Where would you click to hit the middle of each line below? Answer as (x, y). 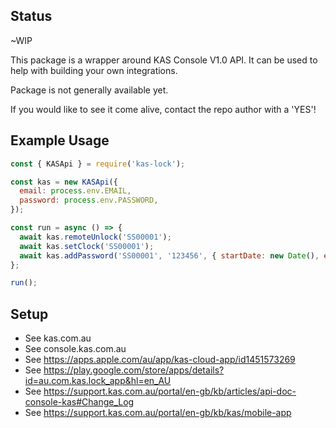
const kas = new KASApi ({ (64, 182)
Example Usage (60, 140)
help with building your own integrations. (94, 70)
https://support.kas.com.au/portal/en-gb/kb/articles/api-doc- (170, 391)
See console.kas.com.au (75, 349)
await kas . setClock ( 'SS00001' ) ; (87, 246)
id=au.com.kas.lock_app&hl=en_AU (98, 381)
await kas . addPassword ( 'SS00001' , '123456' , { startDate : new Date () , (169, 255)
